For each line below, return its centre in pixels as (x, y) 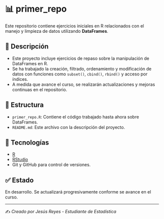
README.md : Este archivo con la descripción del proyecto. (69, 127)
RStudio (20, 160)
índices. (20, 79)
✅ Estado (20, 180)
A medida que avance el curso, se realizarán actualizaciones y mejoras (83, 84)
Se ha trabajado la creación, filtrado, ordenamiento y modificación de (82, 69)
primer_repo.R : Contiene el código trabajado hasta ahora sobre (75, 117)
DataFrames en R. (30, 63)
